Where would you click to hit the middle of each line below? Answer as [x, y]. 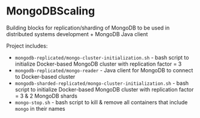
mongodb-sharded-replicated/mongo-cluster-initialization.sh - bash [102, 83]
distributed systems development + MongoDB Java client [77, 34]
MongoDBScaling [50, 11]
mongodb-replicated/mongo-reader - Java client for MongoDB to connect [104, 70]
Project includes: [27, 46]
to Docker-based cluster [45, 76]
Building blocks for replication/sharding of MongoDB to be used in [88, 28]
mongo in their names [40, 108]
